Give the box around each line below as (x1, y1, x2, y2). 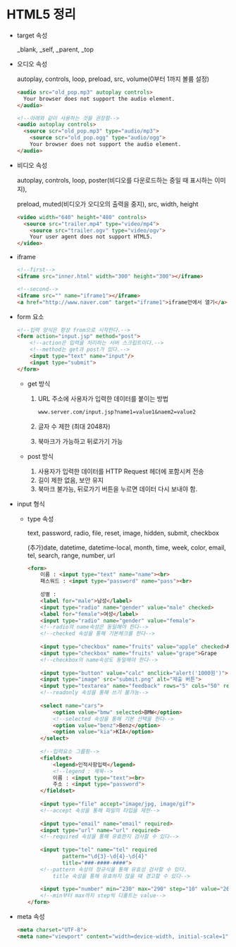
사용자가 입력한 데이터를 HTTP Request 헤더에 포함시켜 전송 (37, 466, 204, 476)
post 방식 (27, 452, 54, 460)
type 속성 (27, 514, 54, 523)
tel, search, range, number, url (27, 551, 116, 559)
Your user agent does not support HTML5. (30, 233, 153, 240)
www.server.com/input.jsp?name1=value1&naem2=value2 (37, 408, 197, 416)
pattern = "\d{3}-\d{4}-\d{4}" (62, 853, 148, 860)
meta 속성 (16, 912, 45, 921)
